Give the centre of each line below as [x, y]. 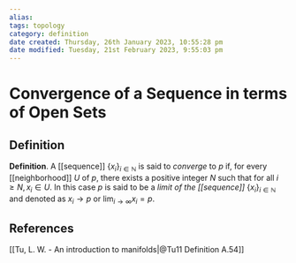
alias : [21, 17]
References [42, 228]
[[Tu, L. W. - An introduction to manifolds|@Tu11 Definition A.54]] [127, 250]
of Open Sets [58, 113]
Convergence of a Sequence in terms [148, 94]
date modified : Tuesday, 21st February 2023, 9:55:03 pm [116, 50]
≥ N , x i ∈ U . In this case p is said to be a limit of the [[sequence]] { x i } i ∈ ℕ [143, 188]
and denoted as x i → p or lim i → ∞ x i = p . [82, 199]
